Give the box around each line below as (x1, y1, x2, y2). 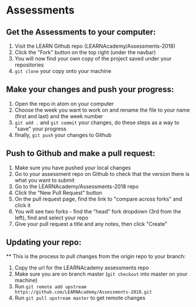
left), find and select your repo (14, 214, 88, 221)
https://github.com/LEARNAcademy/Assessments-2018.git (14, 289, 152, 295)
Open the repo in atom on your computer (14, 100, 114, 107)
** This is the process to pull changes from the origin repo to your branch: (6, 253, 186, 260)
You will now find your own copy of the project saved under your (14, 55, 172, 62)
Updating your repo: (6, 238, 82, 248)
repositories (14, 61, 44, 68)
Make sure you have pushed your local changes (14, 164, 131, 171)
